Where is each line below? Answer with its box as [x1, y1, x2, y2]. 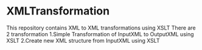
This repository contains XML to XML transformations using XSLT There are [6, 24, 196, 31]
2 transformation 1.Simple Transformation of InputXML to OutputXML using [6, 30, 194, 37]
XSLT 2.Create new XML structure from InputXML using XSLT [6, 37, 160, 44]
